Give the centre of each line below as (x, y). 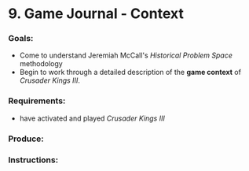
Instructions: (33, 160)
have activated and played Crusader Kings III (92, 118)
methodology (41, 64)
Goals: (21, 39)
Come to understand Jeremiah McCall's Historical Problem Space (126, 55)
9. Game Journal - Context (96, 14)
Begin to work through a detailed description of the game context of (130, 72)
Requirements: (37, 101)
